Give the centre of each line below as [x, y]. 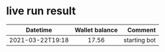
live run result [41, 11]
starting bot [140, 40]
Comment [141, 30]
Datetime [39, 30]
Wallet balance [96, 30]
